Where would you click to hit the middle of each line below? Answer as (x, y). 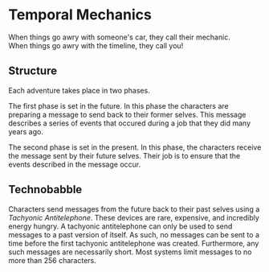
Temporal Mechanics (80, 15)
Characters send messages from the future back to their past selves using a (134, 209)
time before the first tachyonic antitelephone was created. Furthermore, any (134, 243)
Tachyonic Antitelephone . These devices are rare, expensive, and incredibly (134, 217)
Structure (33, 71)
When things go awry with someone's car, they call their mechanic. (119, 37)
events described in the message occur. (75, 164)
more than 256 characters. (52, 260)
